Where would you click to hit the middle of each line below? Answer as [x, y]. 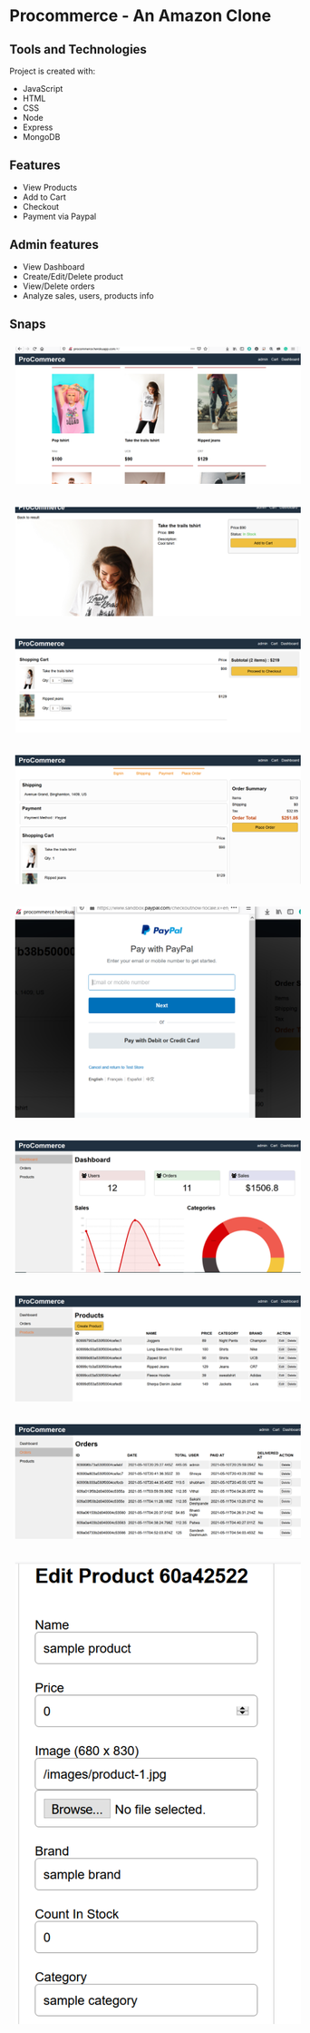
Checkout [41, 206]
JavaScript [43, 89]
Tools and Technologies [78, 49]
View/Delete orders [58, 286]
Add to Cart [44, 197]
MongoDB [41, 137]
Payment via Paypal [59, 216]
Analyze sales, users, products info [88, 295]
